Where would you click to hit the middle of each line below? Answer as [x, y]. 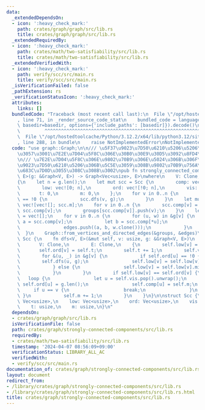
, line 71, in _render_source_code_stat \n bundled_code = [96, 120]
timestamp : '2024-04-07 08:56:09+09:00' [64, 347]
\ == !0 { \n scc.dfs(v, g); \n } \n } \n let [105, 199]
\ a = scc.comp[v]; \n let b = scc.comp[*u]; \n [92, 222]
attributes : [27, 103]
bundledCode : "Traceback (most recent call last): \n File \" [92, 114]
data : [13, 12]
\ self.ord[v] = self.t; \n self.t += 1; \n [90, 250]
